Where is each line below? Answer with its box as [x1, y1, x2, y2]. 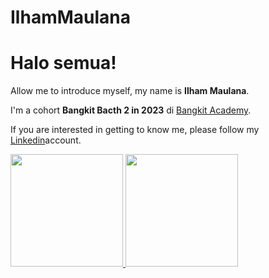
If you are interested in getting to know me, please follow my [10, 124, 260, 136]
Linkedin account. [10, 134, 82, 146]
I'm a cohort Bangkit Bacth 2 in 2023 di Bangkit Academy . [10, 104, 252, 116]
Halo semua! [10, 52, 117, 75]
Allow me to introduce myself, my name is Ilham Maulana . [10, 85, 250, 97]
